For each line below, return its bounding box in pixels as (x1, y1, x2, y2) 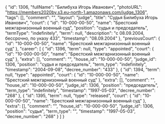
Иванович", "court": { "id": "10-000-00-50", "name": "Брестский (5, 20, 138, 25)
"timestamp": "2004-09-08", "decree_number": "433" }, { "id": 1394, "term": (5, 67, 161, 73)
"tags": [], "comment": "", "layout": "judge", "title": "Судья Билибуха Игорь (5, 15, 158, 20)
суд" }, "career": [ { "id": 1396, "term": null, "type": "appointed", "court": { (5, 46, 154, 51)
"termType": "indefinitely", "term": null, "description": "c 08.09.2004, (5, 30, 145, 36)
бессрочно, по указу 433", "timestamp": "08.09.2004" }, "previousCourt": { (5, 35, 160, 41)
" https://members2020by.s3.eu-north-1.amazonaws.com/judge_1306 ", (5, 9, 148, 15)
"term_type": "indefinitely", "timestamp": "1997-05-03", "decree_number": (5, 88, 156, 93)
